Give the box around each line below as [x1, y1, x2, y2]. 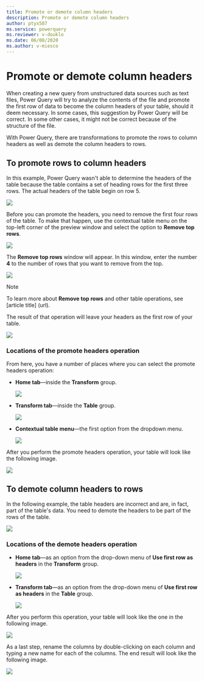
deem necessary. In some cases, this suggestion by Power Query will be [6, 109, 189, 116]
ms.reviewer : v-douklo [6, 32, 64, 38]
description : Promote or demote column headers [6, 15, 130, 21]
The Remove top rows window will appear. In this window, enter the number [6, 253, 197, 260]
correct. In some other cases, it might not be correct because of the [6, 115, 177, 123]
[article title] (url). [6, 301, 51, 308]
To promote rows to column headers [6, 158, 147, 169]
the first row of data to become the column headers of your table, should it [6, 102, 194, 110]
